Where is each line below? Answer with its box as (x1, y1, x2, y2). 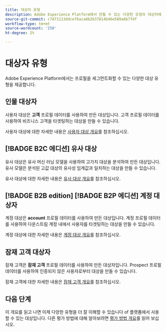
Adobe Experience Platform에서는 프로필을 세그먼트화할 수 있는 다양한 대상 (5, 75, 154, 81)
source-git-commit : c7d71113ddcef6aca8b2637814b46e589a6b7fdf (5, 16, 137, 21)
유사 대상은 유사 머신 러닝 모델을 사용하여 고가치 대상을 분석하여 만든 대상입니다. (5, 159, 161, 165)
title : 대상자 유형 (5, 7, 40, 12)
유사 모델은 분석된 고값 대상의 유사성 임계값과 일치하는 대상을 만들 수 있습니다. (5, 165, 157, 171)
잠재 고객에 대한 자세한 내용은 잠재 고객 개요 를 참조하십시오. (5, 279, 121, 285)
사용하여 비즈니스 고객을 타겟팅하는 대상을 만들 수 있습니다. (5, 118, 120, 124)
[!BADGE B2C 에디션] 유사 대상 (5, 145, 97, 153)
